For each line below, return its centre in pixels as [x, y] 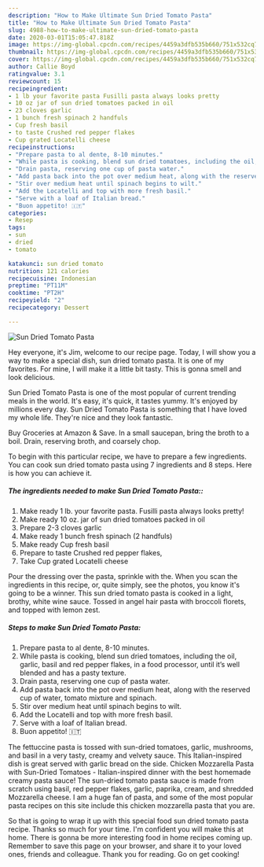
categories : [27, 213]
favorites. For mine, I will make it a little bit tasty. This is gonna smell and [125, 369]
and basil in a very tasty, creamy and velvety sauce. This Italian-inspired [125, 755]
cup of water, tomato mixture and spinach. [88, 698]
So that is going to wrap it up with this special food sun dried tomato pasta [128, 821]
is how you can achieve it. [50, 473]
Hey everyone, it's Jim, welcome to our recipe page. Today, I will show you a [132, 352]
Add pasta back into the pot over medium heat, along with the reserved [135, 689]
